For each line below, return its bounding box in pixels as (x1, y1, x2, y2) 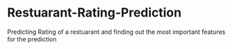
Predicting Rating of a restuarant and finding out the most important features (7, 28, 226, 36)
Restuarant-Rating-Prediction (7, 5, 182, 21)
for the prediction (7, 35, 57, 43)
